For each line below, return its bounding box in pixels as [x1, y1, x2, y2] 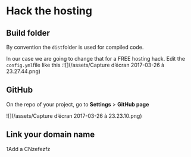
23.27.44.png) [6, 68, 40, 75]
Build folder [6, 28, 51, 38]
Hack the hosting [6, 4, 92, 18]
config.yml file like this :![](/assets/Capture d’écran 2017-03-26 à [6, 61, 165, 68]
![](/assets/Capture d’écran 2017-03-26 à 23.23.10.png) [6, 112, 142, 120]
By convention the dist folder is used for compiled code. [6, 43, 144, 51]
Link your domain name [6, 130, 95, 140]
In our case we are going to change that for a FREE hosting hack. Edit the [6, 55, 186, 62]
